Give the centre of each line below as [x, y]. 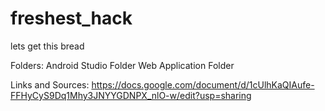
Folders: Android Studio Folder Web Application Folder [122, 65]
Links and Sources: [50, 84]
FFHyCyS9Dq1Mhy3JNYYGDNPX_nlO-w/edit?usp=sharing [131, 95]
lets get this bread [47, 46]
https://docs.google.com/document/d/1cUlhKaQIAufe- [203, 84]
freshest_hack [71, 18]
